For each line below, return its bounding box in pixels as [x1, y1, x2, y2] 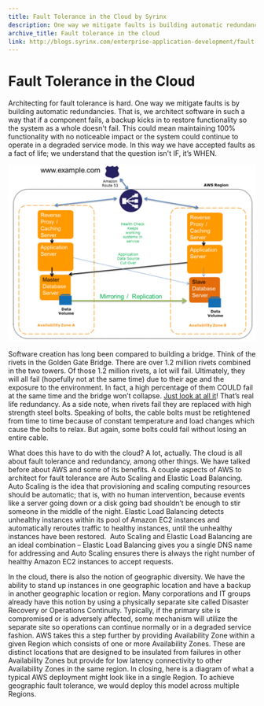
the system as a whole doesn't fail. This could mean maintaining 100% [8, 124, 236, 133]
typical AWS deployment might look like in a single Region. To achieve [8, 673, 235, 682]
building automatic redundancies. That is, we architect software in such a [8, 107, 245, 116]
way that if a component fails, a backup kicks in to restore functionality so [8, 115, 247, 125]
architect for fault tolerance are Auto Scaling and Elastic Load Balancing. [8, 473, 243, 483]
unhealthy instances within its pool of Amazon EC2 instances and [8, 516, 220, 525]
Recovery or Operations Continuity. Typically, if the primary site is [8, 606, 221, 615]
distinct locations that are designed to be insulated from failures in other [8, 648, 241, 657]
